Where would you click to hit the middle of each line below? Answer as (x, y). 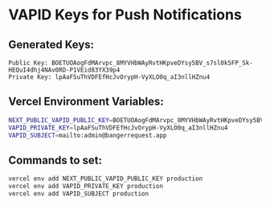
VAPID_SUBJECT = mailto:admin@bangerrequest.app (88, 135)
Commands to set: (55, 160)
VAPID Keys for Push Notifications (125, 15)
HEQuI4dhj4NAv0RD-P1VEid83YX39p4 (64, 70)
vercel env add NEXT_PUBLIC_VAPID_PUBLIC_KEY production (106, 179)
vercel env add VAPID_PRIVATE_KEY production (86, 187)
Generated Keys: (51, 45)
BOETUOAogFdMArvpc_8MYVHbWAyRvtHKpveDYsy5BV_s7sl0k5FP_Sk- (152, 63)
